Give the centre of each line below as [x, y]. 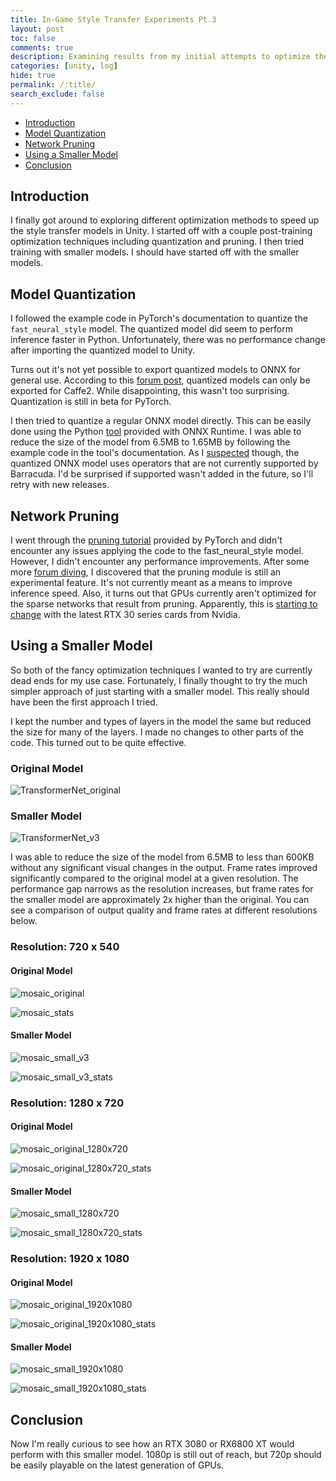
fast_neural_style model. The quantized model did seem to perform [151, 329]
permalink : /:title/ [53, 85]
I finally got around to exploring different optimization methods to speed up [165, 220]
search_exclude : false [57, 94]
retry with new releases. [60, 485]
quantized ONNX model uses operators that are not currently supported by [164, 463]
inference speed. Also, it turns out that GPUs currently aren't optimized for [163, 593]
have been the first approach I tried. [84, 702]
